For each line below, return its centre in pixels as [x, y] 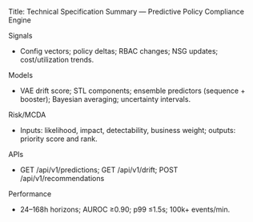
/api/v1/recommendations [62, 178]
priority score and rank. [58, 139]
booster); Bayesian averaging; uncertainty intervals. [105, 99]
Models [21, 75]
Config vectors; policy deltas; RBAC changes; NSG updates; [119, 51]
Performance [30, 194]
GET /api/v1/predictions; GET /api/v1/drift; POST [99, 170]
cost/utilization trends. [57, 60]
